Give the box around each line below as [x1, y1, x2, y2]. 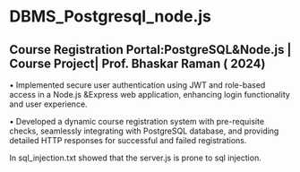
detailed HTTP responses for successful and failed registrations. [9, 135, 247, 145]
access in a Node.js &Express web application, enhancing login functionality [9, 90, 291, 99]
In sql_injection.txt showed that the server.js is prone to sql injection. [9, 152, 261, 163]
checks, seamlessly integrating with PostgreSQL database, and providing [9, 125, 279, 136]
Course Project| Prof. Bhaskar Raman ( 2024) [9, 56, 266, 71]
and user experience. [9, 99, 88, 109]
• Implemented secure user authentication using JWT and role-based [9, 80, 266, 90]
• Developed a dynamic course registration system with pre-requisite [9, 116, 265, 126]
